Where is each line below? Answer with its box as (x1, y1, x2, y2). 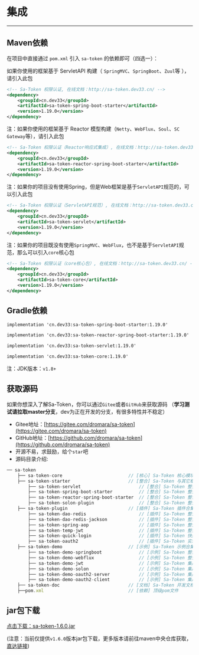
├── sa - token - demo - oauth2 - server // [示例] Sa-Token (28, 571, 185, 577)
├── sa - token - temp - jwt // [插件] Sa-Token (28, 528, 185, 533)
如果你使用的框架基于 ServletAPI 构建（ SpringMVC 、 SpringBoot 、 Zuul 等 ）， (6, 67, 190, 74)
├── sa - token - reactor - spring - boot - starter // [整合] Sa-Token (28, 494, 185, 500)
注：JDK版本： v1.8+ (6, 365, 57, 372)
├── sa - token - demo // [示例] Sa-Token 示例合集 (17, 544, 195, 550)
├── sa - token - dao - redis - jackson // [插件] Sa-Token (28, 516, 185, 522)
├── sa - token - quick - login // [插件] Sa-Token (28, 533, 185, 539)
